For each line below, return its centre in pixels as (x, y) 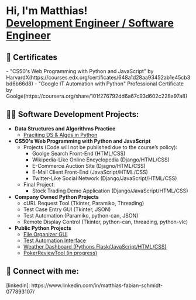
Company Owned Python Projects (57, 196)
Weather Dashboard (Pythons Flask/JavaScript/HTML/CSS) (95, 246)
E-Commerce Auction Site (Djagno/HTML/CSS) (89, 165)
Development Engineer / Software (90, 23)
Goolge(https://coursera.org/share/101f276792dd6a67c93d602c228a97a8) (97, 96)
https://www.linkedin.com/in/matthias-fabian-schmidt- (97, 285)
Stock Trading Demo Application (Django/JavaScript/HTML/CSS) (110, 191)
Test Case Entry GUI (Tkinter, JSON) (67, 209)
